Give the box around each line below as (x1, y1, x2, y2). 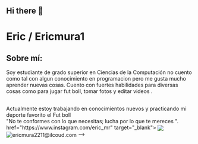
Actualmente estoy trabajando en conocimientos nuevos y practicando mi (6, 105, 187, 112)
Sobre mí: (6, 53, 43, 63)
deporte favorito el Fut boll (6, 111, 71, 119)
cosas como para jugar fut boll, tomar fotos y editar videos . (6, 88, 153, 95)
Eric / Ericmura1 (6, 30, 85, 43)
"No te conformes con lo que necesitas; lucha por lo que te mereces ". (6, 117, 179, 124)
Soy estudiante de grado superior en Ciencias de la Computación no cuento (6, 69, 192, 76)
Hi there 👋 (6, 6, 43, 16)
